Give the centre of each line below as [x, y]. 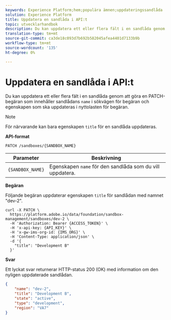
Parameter [26, 158]
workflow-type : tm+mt [28, 43]
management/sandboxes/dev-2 [35, 219]
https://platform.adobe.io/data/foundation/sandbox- [67, 215]
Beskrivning [106, 158]
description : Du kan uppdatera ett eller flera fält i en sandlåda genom [85, 29]
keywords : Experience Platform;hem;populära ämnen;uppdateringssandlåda [84, 10]
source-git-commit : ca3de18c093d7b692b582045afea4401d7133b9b [73, 39]
